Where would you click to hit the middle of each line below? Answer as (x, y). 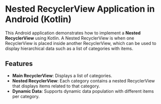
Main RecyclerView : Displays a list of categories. (62, 75)
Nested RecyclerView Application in (80, 9)
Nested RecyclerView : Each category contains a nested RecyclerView (83, 81)
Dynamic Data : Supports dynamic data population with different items (83, 91)
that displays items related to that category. (56, 86)
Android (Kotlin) (38, 19)
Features (19, 64)
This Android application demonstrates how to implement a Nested (73, 33)
